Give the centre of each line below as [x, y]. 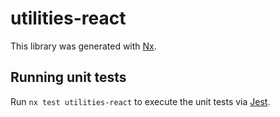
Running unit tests [68, 77]
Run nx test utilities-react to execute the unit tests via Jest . [140, 101]
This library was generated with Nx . [83, 46]
